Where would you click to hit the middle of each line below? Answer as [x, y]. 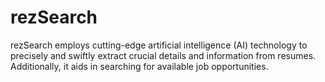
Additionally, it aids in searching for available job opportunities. [139, 66]
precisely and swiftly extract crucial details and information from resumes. [163, 55]
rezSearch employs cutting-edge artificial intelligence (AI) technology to [159, 45]
